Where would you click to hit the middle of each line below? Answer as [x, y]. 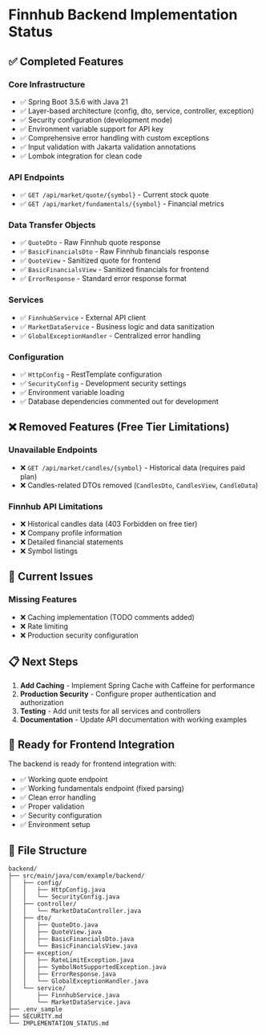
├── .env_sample [35, 1009]
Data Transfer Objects [52, 225]
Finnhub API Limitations [56, 506]
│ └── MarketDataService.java [69, 1002]
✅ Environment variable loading [72, 393]
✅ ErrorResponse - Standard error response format [103, 279]
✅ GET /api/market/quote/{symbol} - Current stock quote [115, 195]
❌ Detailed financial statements [72, 542]
